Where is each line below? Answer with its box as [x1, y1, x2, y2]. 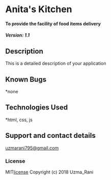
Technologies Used [5, 103, 68, 112]
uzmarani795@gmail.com [5, 145, 59, 151]
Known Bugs [5, 75, 47, 84]
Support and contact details [5, 131, 96, 140]
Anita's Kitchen [5, 4, 72, 15]
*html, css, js [5, 117, 33, 123]
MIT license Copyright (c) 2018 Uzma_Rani [5, 169, 94, 175]
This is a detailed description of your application [5, 60, 106, 66]
